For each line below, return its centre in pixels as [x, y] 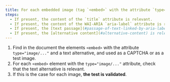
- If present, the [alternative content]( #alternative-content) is [82, 33]
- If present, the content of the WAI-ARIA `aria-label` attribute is [86, 24]
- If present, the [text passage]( [47, 29]
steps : [12, 15]
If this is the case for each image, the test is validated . [70, 74]
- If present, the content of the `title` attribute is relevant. [81, 19]
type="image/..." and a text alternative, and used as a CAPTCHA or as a [88, 53]
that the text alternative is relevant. [49, 69]
